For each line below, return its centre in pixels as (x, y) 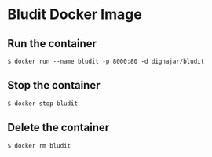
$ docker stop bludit (43, 104)
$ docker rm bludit (39, 146)
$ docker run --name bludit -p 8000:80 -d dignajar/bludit (106, 61)
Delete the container (58, 128)
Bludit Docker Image (75, 15)
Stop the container (54, 85)
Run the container (52, 44)
